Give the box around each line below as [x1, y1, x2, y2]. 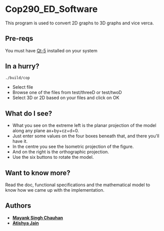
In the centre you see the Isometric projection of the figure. [12, 143, 134, 150]
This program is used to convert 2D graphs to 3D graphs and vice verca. [5, 20, 154, 26]
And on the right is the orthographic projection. [12, 149, 109, 155]
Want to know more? [5, 168, 71, 177]
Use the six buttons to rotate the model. [12, 154, 94, 160]
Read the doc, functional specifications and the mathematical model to [5, 182, 151, 188]
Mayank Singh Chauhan [12, 215, 63, 221]
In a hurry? [5, 62, 40, 71]
